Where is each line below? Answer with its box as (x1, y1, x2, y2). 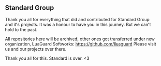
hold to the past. (5, 26, 38, 33)
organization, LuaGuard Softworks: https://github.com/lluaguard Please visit (5, 41, 156, 47)
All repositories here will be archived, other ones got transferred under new (5, 36, 155, 42)
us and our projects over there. (5, 46, 67, 52)
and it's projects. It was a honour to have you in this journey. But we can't (5, 22, 151, 27)
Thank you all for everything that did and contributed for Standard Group (5, 16, 150, 22)
